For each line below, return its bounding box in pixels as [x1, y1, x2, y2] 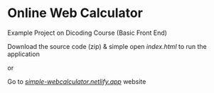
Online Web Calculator [7, 5, 144, 21]
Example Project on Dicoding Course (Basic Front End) [7, 28, 167, 37]
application [7, 50, 41, 58]
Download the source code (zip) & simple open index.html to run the [7, 42, 208, 50]
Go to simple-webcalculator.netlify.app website [7, 77, 146, 86]
